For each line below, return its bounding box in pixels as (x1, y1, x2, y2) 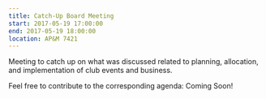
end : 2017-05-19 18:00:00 (8, 27, 96, 35)
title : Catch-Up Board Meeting (8, 11, 114, 20)
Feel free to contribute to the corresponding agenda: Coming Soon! (8, 81, 234, 91)
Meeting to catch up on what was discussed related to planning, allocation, (8, 57, 260, 67)
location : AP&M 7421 (8, 34, 79, 43)
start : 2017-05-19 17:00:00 (8, 19, 104, 28)
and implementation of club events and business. (8, 66, 173, 75)
